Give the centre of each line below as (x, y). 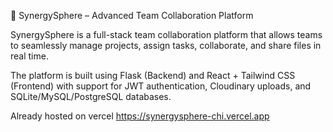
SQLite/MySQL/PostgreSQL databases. (91, 96)
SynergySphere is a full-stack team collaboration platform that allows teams (166, 34)
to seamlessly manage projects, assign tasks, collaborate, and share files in (166, 45)
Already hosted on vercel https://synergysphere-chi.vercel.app (140, 116)
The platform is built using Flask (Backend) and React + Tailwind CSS (153, 75)
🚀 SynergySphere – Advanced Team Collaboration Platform (132, 15)
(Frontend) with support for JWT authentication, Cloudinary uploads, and (161, 86)
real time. (29, 56)
